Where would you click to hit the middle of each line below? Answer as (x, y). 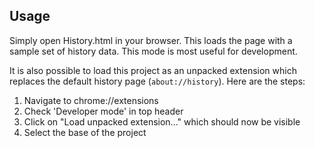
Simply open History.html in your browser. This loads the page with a (151, 40)
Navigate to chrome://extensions (91, 100)
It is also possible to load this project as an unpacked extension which (153, 70)
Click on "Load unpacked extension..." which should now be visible (162, 121)
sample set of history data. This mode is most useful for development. (153, 51)
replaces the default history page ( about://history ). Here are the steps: (157, 81)
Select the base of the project (85, 132)
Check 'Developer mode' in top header (103, 111)
